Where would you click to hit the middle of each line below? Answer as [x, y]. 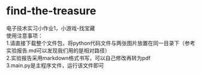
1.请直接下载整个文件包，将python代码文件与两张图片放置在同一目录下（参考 [101, 43]
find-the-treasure [51, 11]
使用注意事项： [25, 35]
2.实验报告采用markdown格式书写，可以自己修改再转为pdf [79, 58]
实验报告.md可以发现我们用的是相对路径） [58, 50]
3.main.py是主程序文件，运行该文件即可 [55, 65]
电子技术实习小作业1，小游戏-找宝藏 [51, 28]
